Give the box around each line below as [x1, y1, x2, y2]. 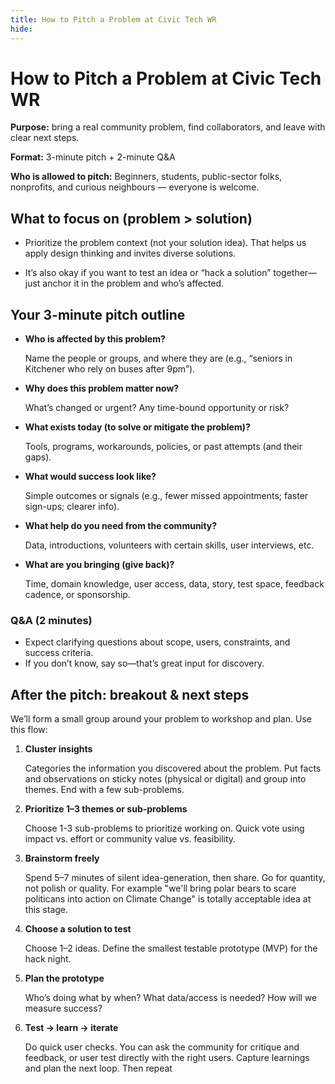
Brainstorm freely [24, 852, 100, 865]
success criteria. [24, 647, 94, 659]
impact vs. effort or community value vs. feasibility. [24, 833, 237, 845]
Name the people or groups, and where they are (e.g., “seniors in [24, 352, 293, 365]
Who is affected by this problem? [24, 333, 166, 345]
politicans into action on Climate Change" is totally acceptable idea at [24, 893, 312, 905]
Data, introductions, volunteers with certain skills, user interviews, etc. [24, 539, 315, 551]
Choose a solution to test [24, 923, 132, 935]
